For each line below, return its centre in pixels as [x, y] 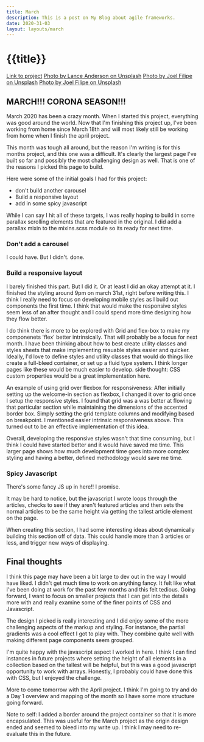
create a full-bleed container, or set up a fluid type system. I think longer [97, 362]
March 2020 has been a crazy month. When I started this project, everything [102, 116]
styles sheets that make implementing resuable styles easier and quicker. [98, 350]
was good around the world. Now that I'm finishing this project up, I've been [101, 123]
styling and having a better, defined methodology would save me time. [94, 458]
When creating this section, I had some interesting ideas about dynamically [100, 529]
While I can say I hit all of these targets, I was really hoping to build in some [100, 215]
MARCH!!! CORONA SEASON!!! [66, 101]
